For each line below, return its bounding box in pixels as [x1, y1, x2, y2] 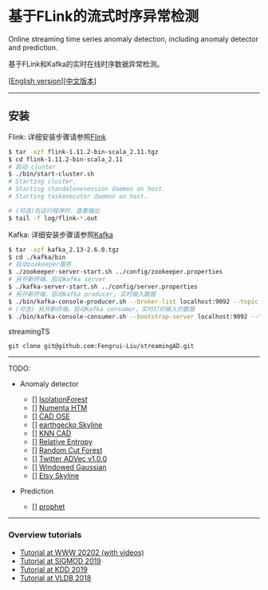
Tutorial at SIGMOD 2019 [19, 556, 101, 565]
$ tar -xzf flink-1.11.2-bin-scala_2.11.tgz [8, 148, 159, 156]
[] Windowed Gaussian [31, 462, 107, 472]
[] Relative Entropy [31, 437, 93, 447]
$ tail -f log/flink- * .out [8, 214, 98, 222]
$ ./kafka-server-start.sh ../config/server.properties [8, 283, 198, 291]
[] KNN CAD [31, 429, 72, 438]
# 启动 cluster [8, 163, 57, 171]
